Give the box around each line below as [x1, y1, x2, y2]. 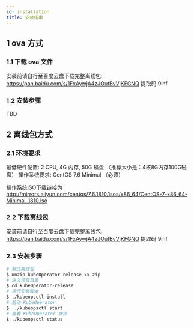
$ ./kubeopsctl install [6, 294, 66, 300]
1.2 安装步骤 [6, 97, 41, 105]
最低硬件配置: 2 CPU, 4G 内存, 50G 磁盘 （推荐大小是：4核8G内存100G [6, 163, 182, 171]
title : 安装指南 [6, 14, 43, 20]
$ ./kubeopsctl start [6, 305, 63, 311]
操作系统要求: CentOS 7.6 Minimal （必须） [17, 171, 124, 178]
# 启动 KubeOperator [6, 300, 56, 306]
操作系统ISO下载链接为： [6, 184, 68, 191]
